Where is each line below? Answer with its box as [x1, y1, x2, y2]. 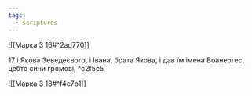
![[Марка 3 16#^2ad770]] [8, 40, 90, 49]
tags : [8, 11, 26, 20]
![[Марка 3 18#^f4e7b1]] [8, 79, 86, 88]
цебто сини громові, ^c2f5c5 [8, 63, 104, 73]
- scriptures [15, 19, 58, 27]
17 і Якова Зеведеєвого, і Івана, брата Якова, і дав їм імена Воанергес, [8, 55, 245, 65]
